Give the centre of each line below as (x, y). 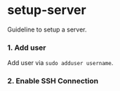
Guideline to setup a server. (47, 29)
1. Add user (27, 48)
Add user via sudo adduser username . (60, 63)
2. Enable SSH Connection (53, 81)
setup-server (47, 10)
